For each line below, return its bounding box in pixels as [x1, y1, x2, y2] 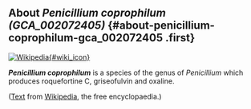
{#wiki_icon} [48, 52, 91, 62]
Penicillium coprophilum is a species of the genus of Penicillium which [8, 68, 244, 77]
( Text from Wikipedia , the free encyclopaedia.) [8, 91, 162, 101]
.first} [165, 31, 196, 45]
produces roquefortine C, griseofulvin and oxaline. [8, 76, 175, 86]
